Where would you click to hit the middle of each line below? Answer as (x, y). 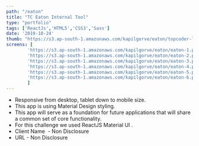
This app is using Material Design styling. (65, 106)
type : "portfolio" (29, 22)
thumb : (14, 39)
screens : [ (20, 45)
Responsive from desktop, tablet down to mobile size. (80, 100)
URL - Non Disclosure (41, 137)
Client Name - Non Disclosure (52, 131)
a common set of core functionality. (58, 119)
